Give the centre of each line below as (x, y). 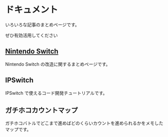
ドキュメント (32, 10)
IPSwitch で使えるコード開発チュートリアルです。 (56, 93)
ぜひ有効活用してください (32, 35)
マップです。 (18, 129)
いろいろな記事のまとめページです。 (42, 25)
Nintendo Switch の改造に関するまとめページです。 (58, 64)
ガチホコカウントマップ (41, 110)
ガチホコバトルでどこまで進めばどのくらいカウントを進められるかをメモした (84, 123)
